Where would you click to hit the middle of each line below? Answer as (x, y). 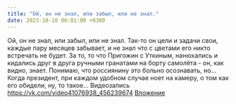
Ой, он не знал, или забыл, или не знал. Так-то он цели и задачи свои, (113, 40)
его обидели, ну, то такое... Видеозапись (69, 85)
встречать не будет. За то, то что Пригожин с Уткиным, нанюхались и (113, 55)
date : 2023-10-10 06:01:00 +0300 (56, 20)
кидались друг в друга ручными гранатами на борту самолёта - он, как (116, 63)
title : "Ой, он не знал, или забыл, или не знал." (83, 14)
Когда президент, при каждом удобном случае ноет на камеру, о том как (118, 77)
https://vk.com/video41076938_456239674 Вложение (86, 93)
